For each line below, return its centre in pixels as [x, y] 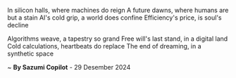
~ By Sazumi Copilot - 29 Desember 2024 [69, 67]
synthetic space [31, 53]
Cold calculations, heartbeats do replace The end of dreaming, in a [105, 46]
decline [18, 25]
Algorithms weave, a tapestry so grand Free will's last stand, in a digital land [118, 39]
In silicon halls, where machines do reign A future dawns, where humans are [118, 10]
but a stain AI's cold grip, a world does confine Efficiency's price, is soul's [114, 18]
